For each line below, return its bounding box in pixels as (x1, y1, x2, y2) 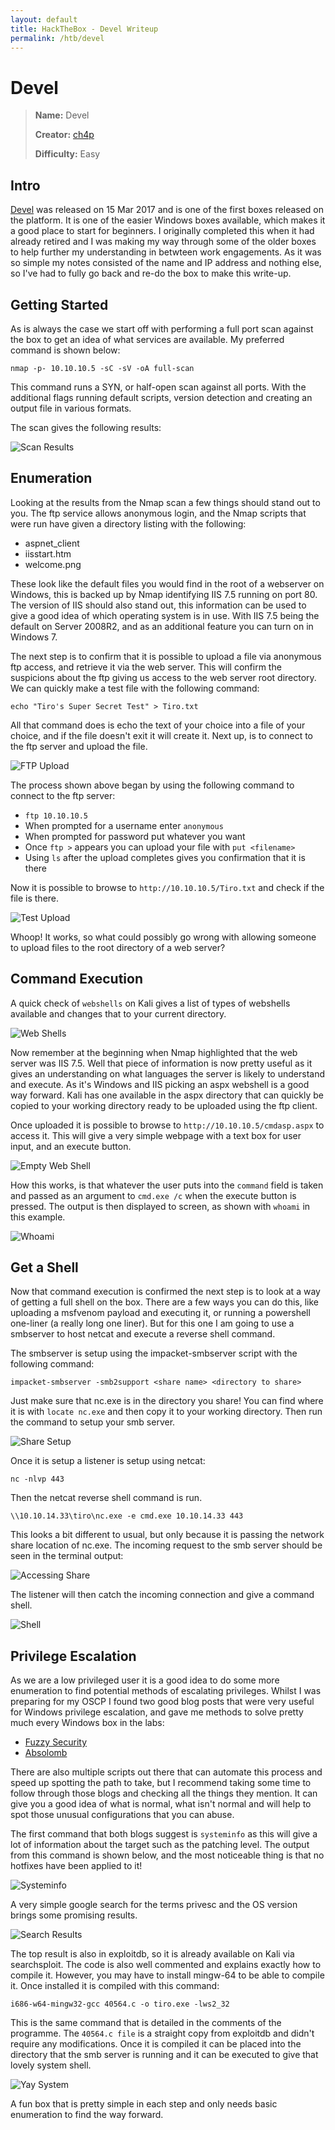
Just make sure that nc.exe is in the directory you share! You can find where (10, 1395, 324, 1407)
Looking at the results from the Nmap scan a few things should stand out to (10, 496, 321, 508)
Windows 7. (10, 631, 58, 643)
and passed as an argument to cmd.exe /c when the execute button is (10, 1189, 297, 1201)
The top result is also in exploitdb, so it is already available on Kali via (10, 1948, 295, 1960)
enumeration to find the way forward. (10, 2109, 164, 2121)
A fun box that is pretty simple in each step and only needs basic (10, 2098, 278, 2110)
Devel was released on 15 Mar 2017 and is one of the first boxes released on (10, 204, 325, 216)
